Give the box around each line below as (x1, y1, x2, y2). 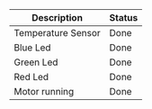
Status (109, 12, 139, 23)
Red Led (13, 71, 49, 83)
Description (31, 12, 84, 23)
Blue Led (13, 41, 51, 53)
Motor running (13, 86, 75, 97)
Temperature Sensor (13, 27, 101, 39)
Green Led (13, 56, 58, 68)
